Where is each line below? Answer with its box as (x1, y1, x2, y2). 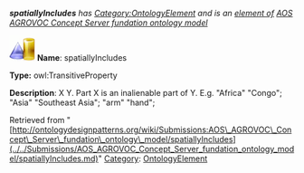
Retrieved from (9, 115, 65, 125)
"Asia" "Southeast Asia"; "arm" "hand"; (9, 97, 156, 108)
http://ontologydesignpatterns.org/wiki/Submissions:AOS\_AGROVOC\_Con (12, 124, 292, 135)
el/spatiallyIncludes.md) (9, 153, 99, 164)
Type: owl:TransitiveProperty (9, 70, 118, 81)
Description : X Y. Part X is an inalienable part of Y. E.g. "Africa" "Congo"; (9, 88, 282, 98)
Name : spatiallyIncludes (36, 53, 128, 62)
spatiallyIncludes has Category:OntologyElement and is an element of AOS (9, 8, 293, 18)
